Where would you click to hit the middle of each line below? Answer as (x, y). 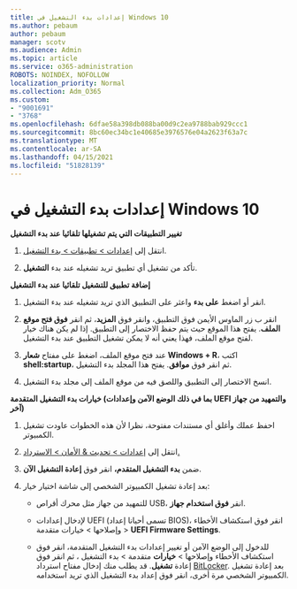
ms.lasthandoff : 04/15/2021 (62, 157)
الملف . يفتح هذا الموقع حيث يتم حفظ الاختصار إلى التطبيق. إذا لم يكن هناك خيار (152, 329)
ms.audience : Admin (46, 50)
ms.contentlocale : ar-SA (56, 149)
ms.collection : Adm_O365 (56, 91)
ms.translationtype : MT (54, 141)
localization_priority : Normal (68, 83)
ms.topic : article (44, 58)
